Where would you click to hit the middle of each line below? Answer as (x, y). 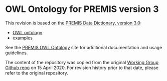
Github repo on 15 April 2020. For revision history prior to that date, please (82, 68)
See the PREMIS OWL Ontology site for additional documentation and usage (84, 47)
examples (22, 38)
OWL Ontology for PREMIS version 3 (82, 9)
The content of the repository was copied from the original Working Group (82, 62)
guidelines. (17, 53)
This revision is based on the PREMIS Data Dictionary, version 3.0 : (73, 23)
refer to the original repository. (37, 73)
